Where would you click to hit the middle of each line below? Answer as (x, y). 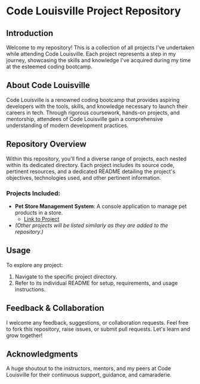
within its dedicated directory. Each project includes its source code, (90, 165)
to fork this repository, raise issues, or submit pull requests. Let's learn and (98, 329)
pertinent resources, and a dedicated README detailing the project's (91, 171)
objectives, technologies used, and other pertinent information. (84, 177)
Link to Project (41, 219)
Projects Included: (33, 193)
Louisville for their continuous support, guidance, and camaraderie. (89, 375)
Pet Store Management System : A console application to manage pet (101, 206)
